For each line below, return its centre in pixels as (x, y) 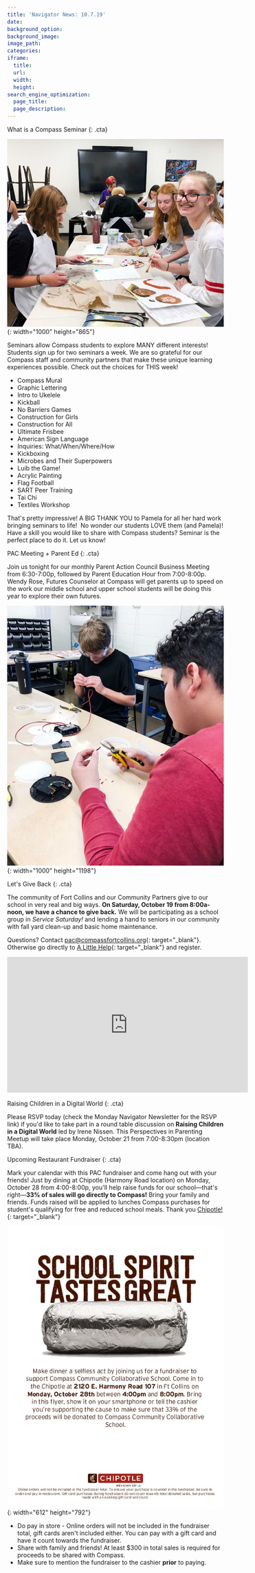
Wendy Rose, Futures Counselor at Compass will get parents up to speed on (115, 581)
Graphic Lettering (42, 387)
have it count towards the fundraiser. (69, 1540)
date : (15, 22)
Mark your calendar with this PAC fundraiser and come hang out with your (112, 1173)
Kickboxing (33, 453)
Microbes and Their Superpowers (65, 461)
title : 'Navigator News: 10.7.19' (57, 14)
